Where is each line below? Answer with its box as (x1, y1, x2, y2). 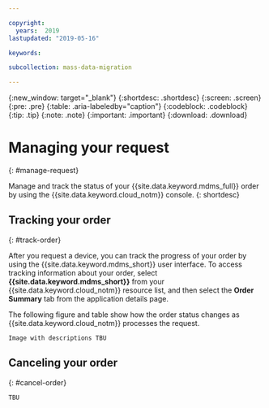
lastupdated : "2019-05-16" (8, 34, 100, 42)
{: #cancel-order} (8, 377, 67, 387)
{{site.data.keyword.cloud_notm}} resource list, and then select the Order (8, 285, 254, 295)
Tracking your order (8, 213, 111, 228)
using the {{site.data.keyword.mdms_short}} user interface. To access (8, 259, 243, 269)
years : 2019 (15, 26, 60, 35)
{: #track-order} (8, 235, 62, 245)
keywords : (8, 49, 42, 57)
